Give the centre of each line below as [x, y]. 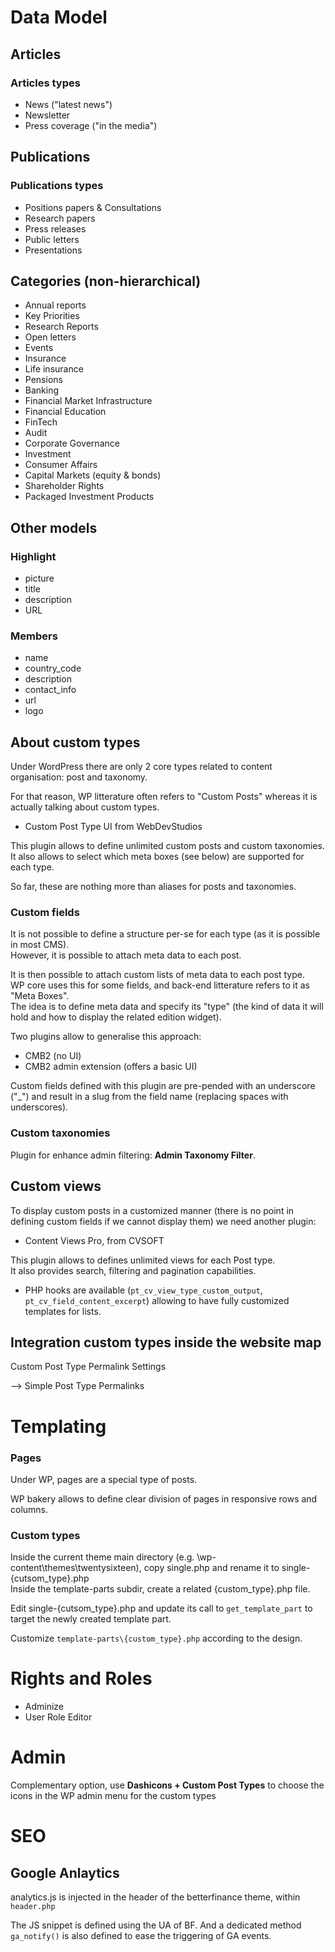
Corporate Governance [72, 443]
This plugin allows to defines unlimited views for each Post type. [143, 1260]
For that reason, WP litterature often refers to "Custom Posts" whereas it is [164, 797]
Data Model [59, 17]
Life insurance [54, 369]
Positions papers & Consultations [93, 207]
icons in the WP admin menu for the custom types [113, 1796]
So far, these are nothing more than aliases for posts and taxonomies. [153, 887]
